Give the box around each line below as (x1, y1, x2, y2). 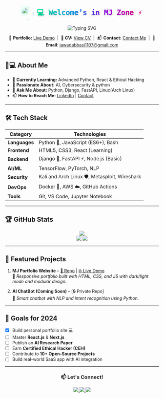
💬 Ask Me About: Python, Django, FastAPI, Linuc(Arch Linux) (12, 87, 135, 93)
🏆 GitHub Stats (5, 215, 54, 224)
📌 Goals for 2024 (5, 314, 58, 322)
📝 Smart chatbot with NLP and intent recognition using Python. (12, 295, 139, 301)
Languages (7, 139, 34, 146)
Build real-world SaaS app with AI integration (12, 356, 102, 362)
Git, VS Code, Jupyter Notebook (39, 193, 112, 200)
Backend (7, 156, 28, 163)
